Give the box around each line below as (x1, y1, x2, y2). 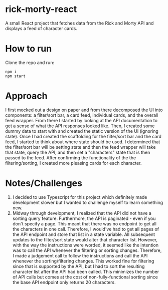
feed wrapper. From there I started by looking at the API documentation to (5, 117, 158, 123)
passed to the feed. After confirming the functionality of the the (5, 154, 136, 161)
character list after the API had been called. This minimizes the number (12, 268, 159, 274)
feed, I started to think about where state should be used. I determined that (5, 139, 160, 145)
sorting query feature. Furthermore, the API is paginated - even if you (12, 215, 156, 221)
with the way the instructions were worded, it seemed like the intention (12, 242, 159, 248)
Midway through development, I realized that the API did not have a (12, 210, 152, 216)
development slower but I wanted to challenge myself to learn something (12, 199, 163, 205)
